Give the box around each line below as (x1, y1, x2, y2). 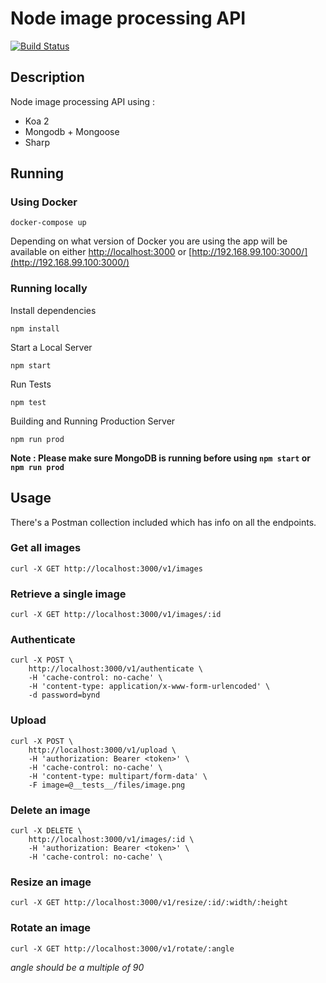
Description (10, 69, 85, 86)
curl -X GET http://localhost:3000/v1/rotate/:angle (10, 943, 235, 954)
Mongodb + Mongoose (24, 125, 120, 137)
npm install (10, 323, 60, 334)
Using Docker (10, 195, 78, 209)
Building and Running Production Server (10, 415, 176, 427)
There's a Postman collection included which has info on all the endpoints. (10, 516, 317, 528)
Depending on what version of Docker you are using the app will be (10, 235, 288, 247)
